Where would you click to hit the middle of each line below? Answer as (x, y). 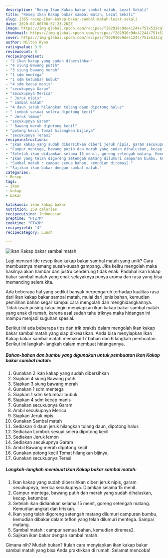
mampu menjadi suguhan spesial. (40, 318)
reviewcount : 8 (21, 51)
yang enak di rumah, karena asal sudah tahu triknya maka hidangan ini (78, 313)
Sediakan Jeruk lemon (36, 437)
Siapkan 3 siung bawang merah (45, 384)
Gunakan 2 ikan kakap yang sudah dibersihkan (61, 373)
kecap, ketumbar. (31, 498)
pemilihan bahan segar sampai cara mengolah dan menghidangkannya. (79, 302)
